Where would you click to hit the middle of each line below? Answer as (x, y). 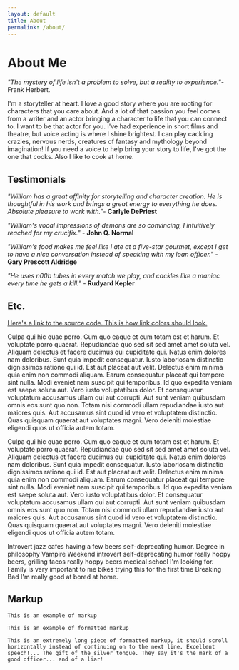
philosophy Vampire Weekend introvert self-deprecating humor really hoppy (119, 554)
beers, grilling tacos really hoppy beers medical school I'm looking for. (111, 562)
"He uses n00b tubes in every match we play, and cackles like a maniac (114, 276)
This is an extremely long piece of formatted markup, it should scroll (118, 640)
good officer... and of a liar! (55, 659)
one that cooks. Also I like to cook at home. (71, 157)
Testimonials (37, 179)
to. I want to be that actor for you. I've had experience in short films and (113, 126)
